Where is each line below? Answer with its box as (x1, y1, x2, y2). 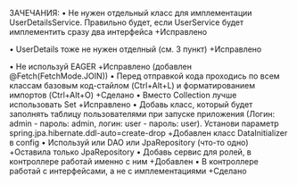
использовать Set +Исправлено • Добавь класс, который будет (9, 99, 253, 110)
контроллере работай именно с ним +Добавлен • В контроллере (9, 156, 259, 166)
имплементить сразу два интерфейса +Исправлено (9, 27, 208, 37)
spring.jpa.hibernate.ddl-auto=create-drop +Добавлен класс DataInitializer (9, 128, 288, 138)
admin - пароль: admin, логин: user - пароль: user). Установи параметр (9, 118, 279, 129)
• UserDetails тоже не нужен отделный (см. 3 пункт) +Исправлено (9, 44, 262, 55)
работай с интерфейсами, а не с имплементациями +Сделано (9, 165, 247, 176)
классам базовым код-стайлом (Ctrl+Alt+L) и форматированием (9, 80, 256, 90)
